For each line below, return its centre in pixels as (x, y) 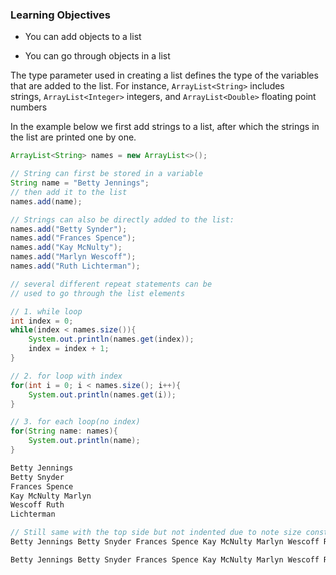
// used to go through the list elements (98, 293)
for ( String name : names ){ (64, 431)
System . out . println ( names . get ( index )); (111, 339)
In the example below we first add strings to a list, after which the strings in (165, 127)
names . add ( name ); (46, 201)
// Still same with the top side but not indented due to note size (156, 533)
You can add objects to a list (83, 37)
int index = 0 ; (42, 321)
